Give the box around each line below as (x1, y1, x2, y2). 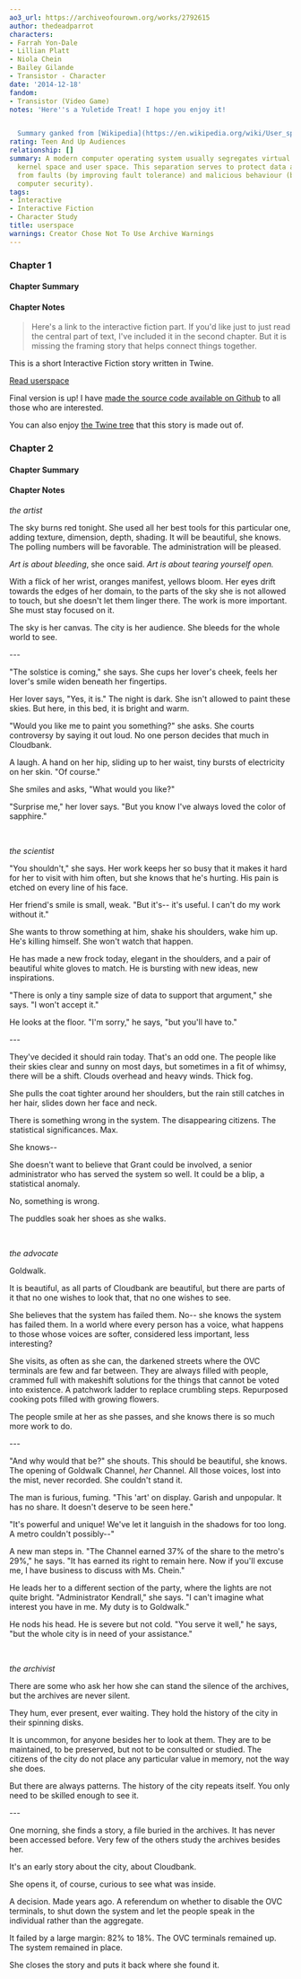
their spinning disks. (9, 1717, 84, 1728)
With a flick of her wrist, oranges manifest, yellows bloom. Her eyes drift (9, 576, 276, 587)
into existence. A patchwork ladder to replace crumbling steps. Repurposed (9, 1385, 288, 1395)
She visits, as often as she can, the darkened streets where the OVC (9, 1356, 261, 1367)
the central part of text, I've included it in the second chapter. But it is (30, 331, 287, 342)
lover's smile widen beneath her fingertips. (9, 676, 168, 687)
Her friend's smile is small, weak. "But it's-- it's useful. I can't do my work (9, 900, 281, 910)
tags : (9, 188, 30, 197)
